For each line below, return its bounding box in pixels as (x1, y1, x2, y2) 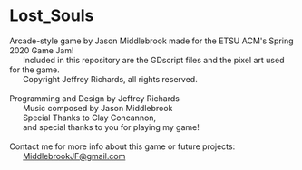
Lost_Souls (9, 5, 94, 26)
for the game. (9, 64, 61, 75)
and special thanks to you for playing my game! (22, 121, 200, 132)
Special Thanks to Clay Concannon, (22, 112, 157, 123)
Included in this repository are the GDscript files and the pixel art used (22, 54, 285, 65)
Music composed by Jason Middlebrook (22, 102, 173, 113)
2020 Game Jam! (9, 44, 74, 55)
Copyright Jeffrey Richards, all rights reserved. (22, 73, 198, 84)
